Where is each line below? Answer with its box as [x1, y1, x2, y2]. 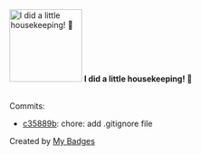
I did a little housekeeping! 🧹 [83, 73, 193, 84]
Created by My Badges [9, 136, 95, 146]
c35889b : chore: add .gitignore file [22, 118, 153, 129]
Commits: [9, 101, 45, 111]
